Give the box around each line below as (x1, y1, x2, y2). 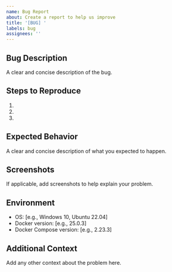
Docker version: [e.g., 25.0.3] (14, 220, 87, 227)
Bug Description (6, 53, 67, 63)
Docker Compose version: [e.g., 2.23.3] (14, 226, 112, 233)
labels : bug (6, 25, 36, 32)
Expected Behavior (6, 132, 79, 142)
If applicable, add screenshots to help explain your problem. (6, 180, 154, 187)
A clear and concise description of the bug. (6, 68, 112, 76)
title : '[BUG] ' (6, 20, 46, 26)
